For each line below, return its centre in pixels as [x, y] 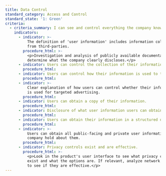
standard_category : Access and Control [46, 14]
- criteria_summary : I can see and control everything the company [81, 28]
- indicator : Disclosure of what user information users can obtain [90, 111]
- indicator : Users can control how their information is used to [88, 74]
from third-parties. [48, 46]
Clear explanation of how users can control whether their [89, 88]
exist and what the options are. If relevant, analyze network [94, 161]
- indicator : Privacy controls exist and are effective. [78, 147]
